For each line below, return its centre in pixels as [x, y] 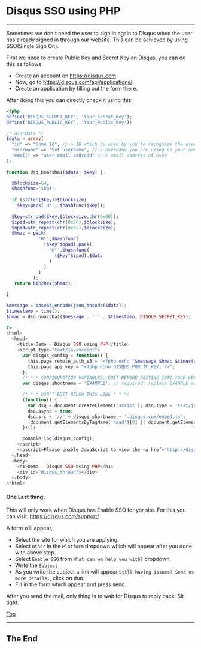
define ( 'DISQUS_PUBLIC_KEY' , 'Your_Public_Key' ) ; [69, 122]
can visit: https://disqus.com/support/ [53, 516]
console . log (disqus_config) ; [58, 439]
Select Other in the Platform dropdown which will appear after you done [103, 546]
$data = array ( [25, 139]
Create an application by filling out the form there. [76, 88]
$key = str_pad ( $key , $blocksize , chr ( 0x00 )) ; [65, 217]
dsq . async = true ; [51, 411]
